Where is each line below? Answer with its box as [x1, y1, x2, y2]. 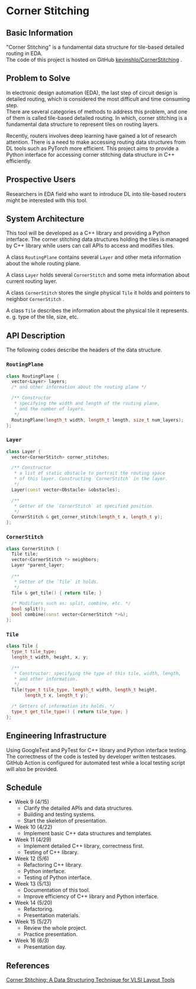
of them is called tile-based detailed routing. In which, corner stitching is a [6, 114, 188, 121]
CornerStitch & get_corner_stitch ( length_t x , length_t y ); [11, 514, 163, 520]
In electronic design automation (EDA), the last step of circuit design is [6, 89, 178, 96]
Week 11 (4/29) [14, 836, 52, 844]
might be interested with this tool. [6, 196, 88, 204]
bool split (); [11, 606, 46, 612]
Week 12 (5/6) [14, 855, 49, 862]
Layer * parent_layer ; [11, 562, 65, 568]
